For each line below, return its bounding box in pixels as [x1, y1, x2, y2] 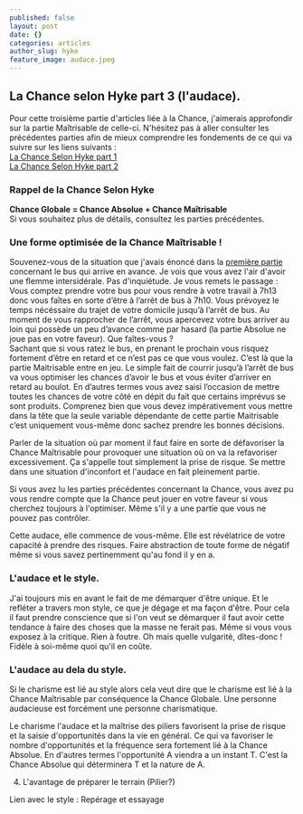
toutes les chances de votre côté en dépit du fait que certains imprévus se [9, 391, 287, 402]
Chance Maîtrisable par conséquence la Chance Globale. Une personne [9, 694, 278, 704]
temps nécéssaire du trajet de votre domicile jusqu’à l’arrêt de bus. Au [9, 305, 270, 316]
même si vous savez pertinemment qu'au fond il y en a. [9, 549, 215, 561]
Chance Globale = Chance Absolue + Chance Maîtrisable [9, 204, 228, 215]
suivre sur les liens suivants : [9, 141, 118, 152]
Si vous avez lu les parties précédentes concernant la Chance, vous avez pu [9, 484, 294, 495]
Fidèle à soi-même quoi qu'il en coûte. [9, 640, 153, 651]
